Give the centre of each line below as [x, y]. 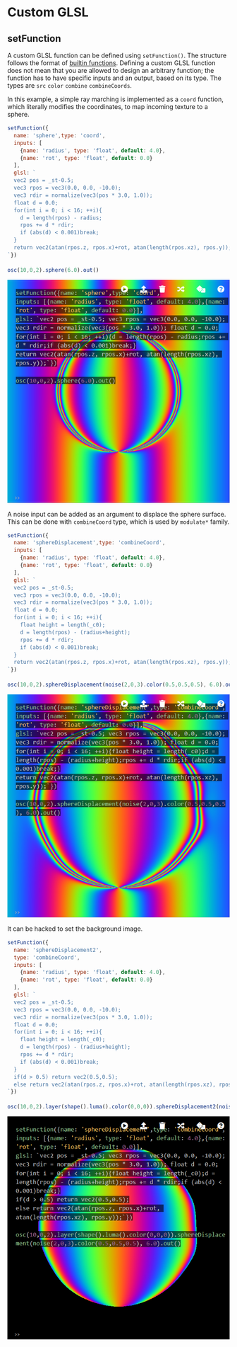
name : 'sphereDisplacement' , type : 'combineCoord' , [90, 543]
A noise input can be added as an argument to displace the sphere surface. [117, 514]
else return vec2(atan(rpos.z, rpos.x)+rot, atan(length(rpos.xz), [115, 1084]
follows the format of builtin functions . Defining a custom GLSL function [111, 63]
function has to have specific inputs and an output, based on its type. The [115, 78]
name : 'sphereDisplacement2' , [58, 950]
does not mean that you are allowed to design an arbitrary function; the [111, 70]
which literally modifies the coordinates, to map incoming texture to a [108, 107]
